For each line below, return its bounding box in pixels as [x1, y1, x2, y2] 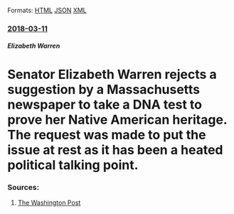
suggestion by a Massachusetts [7, 81, 201, 97]
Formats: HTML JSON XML [7, 6, 87, 14]
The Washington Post [17, 198, 81, 207]
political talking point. [7, 156, 139, 173]
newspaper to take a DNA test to [7, 96, 203, 112]
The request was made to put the [7, 127, 206, 143]
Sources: [7, 182, 40, 192]
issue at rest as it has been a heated [7, 141, 223, 158]
